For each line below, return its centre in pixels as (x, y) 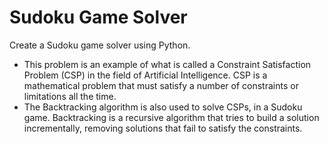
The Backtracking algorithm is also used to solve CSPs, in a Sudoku (163, 107)
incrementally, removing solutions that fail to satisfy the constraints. (163, 128)
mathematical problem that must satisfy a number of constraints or (161, 85)
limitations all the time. (70, 96)
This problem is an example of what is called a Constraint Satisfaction (167, 64)
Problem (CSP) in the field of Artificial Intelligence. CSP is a (145, 75)
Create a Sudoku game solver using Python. (100, 45)
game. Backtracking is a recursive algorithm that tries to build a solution (171, 117)
